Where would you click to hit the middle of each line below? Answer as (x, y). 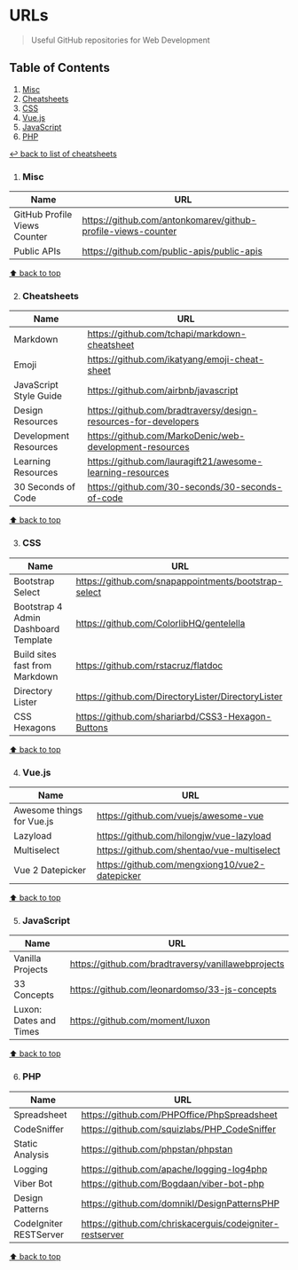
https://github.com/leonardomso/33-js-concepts (173, 990)
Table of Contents (60, 68)
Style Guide (38, 396)
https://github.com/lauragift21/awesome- (175, 461)
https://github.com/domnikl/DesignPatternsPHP (180, 1203)
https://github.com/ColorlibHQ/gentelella (161, 623)
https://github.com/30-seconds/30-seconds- (185, 487)
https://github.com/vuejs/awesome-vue (180, 816)
